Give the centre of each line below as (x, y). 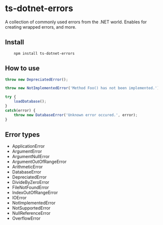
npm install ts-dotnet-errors (44, 53)
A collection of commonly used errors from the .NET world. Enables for (76, 22)
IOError (19, 198)
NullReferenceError (31, 213)
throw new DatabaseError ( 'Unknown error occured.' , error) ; (76, 115)
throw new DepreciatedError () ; (37, 80)
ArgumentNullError (31, 157)
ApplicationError (28, 146)
